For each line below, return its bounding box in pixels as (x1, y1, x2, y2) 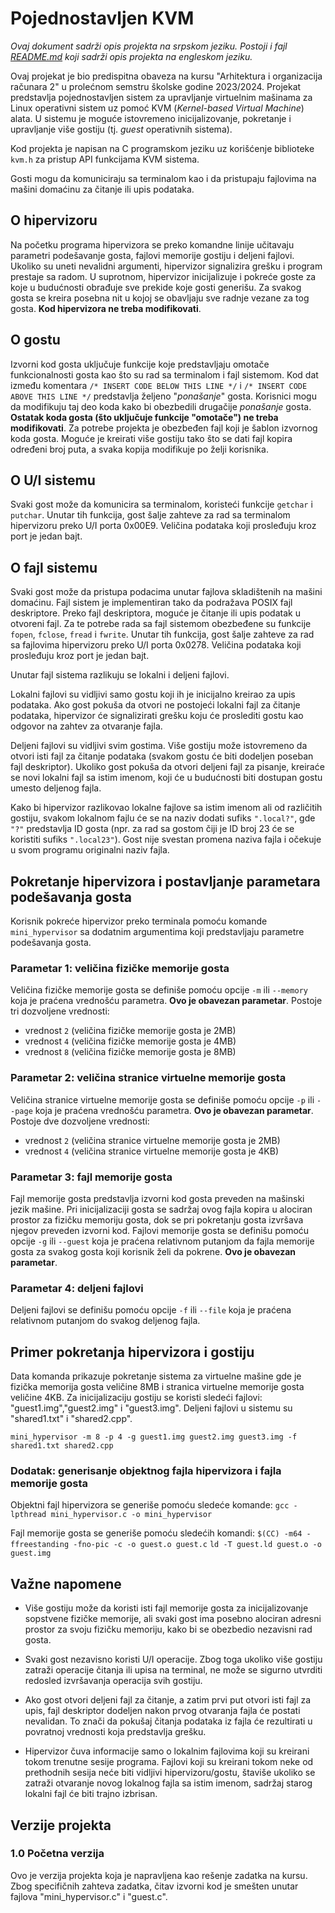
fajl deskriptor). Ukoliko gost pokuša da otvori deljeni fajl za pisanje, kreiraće (10, 761, 325, 773)
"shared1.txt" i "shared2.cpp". (10, 1413, 133, 1424)
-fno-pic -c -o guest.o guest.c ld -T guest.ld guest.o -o (73, 1540, 322, 1550)
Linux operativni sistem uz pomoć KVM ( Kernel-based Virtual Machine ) (10, 102, 305, 114)
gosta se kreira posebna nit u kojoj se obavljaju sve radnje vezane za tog (10, 292, 310, 304)
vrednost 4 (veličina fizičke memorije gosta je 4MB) (24, 1035, 237, 1047)
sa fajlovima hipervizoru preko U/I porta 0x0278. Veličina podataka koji (10, 639, 302, 651)
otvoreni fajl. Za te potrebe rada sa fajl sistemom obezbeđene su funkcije (10, 618, 312, 630)
